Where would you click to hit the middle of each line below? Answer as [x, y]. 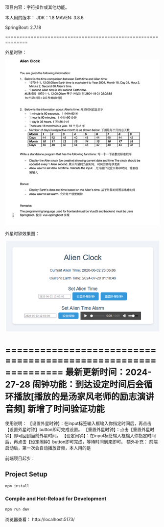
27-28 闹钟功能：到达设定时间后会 [74, 384]
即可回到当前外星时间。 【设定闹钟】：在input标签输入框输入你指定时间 [85, 436]
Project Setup [26, 474]
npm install [17, 486]
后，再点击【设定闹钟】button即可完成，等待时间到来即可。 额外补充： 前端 [82, 442]
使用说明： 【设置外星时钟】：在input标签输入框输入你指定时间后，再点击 [78, 423]
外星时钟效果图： [22, 233]
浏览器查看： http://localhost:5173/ [40, 520]
